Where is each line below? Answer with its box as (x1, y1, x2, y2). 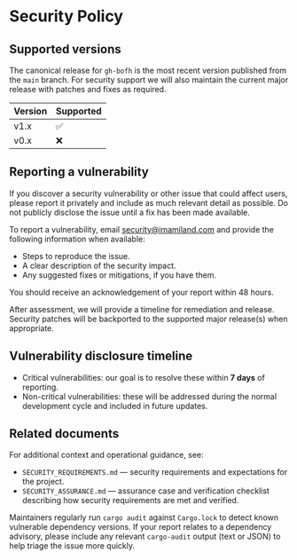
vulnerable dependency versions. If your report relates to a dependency (9, 522, 272, 532)
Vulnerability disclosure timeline (9, 349, 193, 364)
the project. (21, 477, 65, 487)
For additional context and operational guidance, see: (9, 450, 204, 461)
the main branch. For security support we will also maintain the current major (9, 75, 289, 85)
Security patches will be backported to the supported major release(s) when (9, 313, 288, 324)
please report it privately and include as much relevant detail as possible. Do (9, 197, 288, 208)
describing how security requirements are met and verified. (21, 495, 239, 506)
